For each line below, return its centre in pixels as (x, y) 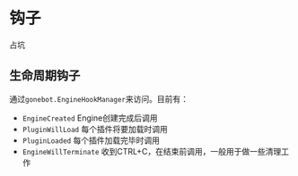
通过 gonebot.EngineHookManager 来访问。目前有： (99, 98)
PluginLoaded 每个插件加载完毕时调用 (91, 140)
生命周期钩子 (45, 75)
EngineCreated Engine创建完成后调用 (90, 118)
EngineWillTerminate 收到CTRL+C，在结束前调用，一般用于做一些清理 (152, 151)
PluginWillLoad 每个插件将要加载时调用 (95, 129)
